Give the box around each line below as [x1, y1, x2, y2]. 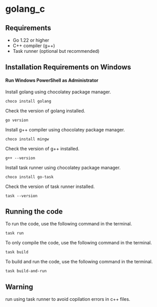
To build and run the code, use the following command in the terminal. [5, 259, 153, 265]
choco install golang [5, 99, 52, 104]
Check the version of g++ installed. [5, 145, 80, 151]
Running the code [5, 207, 63, 216]
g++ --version [5, 155, 36, 161]
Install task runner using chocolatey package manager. [5, 164, 121, 170]
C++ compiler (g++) [12, 43, 55, 49]
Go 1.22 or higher [12, 37, 50, 43]
